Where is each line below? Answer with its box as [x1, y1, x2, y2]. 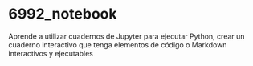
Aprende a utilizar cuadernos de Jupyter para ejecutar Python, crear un [8, 31, 245, 41]
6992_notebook [8, 5, 117, 23]
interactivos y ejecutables [8, 48, 94, 58]
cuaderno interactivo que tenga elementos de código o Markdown [8, 39, 227, 49]
